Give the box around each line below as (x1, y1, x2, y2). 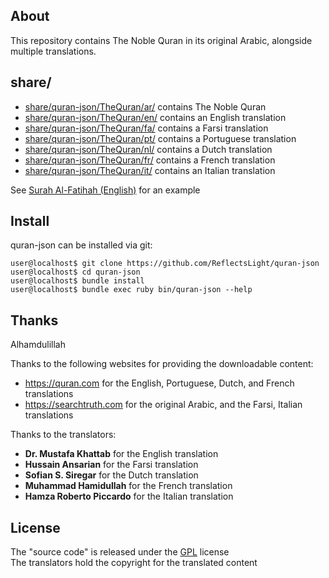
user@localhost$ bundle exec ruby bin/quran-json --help (10, 285, 253, 295)
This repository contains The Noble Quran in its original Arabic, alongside (10, 34, 313, 46)
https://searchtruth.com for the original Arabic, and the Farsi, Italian (24, 399, 303, 411)
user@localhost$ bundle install (10, 276, 145, 286)
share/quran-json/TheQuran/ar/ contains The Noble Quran (24, 100, 267, 113)
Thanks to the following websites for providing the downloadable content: (10, 358, 314, 370)
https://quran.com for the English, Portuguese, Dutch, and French (24, 377, 295, 389)
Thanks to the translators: (10, 429, 117, 441)
